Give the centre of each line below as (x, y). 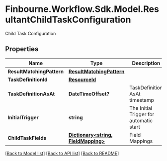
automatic (141, 120)
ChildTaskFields (27, 138)
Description (146, 63)
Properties (22, 49)
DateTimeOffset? (89, 94)
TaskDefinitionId (28, 80)
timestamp (141, 100)
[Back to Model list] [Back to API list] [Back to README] (62, 153)
